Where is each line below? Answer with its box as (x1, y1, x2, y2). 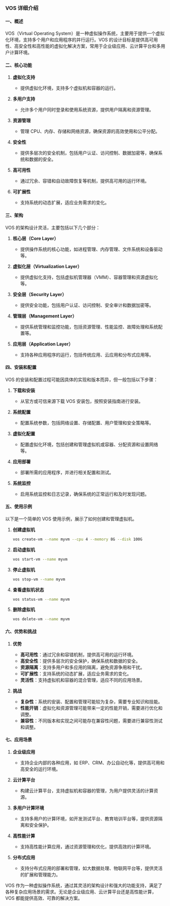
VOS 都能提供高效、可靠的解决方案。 (5, 895, 83, 901)
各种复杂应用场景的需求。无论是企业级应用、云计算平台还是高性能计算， (5, 889, 156, 895)
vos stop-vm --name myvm (12, 576, 65, 582)
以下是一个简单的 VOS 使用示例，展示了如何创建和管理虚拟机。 (5, 515, 137, 522)
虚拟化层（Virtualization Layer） (12, 263, 82, 269)
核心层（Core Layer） (12, 235, 59, 241)
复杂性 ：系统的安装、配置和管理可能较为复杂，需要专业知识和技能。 (20, 698, 163, 705)
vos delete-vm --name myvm (12, 617, 70, 622)
